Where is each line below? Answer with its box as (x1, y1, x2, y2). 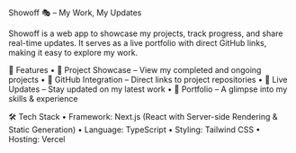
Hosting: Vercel (8, 134, 66, 144)
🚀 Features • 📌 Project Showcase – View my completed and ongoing (8, 65, 262, 75)
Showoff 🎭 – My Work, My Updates (8, 7, 142, 18)
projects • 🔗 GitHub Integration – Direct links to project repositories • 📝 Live (8, 75, 288, 85)
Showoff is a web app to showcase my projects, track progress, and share (8, 28, 283, 39)
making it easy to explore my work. (8, 48, 139, 58)
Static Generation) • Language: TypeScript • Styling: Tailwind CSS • (8, 124, 261, 135)
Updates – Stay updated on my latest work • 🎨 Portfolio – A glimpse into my (8, 84, 288, 94)
